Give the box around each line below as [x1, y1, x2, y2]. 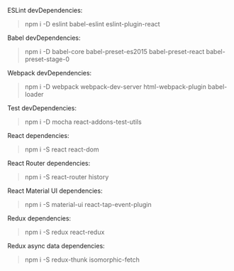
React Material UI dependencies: [7, 186, 103, 195]
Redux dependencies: [7, 214, 72, 223]
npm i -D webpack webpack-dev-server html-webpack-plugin [24, 83, 207, 91]
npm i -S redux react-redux [24, 228, 105, 236]
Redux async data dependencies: [7, 242, 105, 250]
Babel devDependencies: [7, 33, 81, 42]
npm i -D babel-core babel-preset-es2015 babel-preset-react [24, 48, 205, 55]
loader [24, 90, 44, 98]
